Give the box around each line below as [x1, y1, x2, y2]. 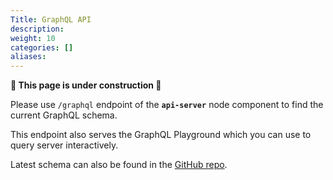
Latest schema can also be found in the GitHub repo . [10, 159, 228, 171]
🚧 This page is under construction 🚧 [10, 79, 162, 91]
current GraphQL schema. [10, 109, 118, 121]
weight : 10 [10, 33, 56, 43]
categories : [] [10, 42, 74, 53]
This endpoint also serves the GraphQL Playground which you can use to [10, 129, 312, 141]
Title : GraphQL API [10, 14, 92, 25]
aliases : [10, 52, 47, 62]
